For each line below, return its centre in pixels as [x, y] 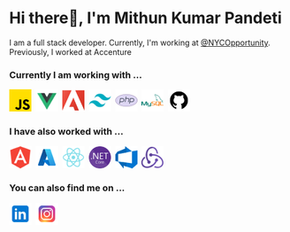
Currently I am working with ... [76, 74]
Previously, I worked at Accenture [71, 51]
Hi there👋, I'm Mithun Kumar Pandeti [146, 18]
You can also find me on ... [67, 188]
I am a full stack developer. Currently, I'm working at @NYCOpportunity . [140, 43]
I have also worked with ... [66, 132]
